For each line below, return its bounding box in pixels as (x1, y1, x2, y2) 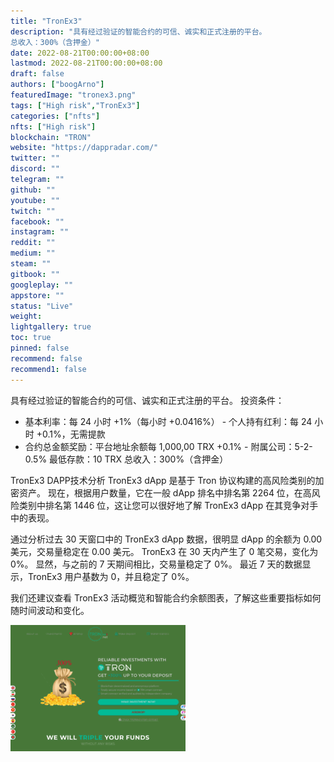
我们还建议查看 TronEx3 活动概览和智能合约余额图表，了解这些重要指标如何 (10, 591, 322, 604)
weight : (10, 311, 43, 322)
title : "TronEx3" (10, 16, 83, 26)
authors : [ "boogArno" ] (10, 80, 105, 90)
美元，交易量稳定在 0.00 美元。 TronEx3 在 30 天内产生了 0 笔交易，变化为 (10, 545, 319, 557)
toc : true (10, 333, 52, 343)
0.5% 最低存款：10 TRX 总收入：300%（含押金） (24, 453, 229, 465)
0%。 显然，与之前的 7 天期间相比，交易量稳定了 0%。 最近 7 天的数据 (10, 558, 303, 570)
